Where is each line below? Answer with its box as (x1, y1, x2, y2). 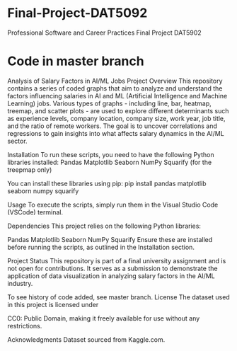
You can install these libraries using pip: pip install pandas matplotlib (7, 179, 207, 188)
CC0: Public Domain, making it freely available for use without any (7, 313, 200, 323)
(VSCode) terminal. (7, 207, 64, 217)
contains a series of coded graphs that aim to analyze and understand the (7, 84, 223, 93)
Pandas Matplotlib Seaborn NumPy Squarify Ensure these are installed (7, 235, 213, 243)
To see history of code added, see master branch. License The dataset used (7, 292, 230, 301)
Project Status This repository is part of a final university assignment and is (7, 256, 226, 265)
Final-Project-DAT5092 (7, 5, 148, 21)
